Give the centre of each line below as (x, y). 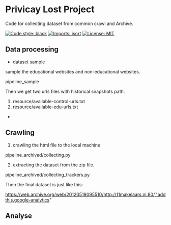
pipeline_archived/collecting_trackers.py (48, 174)
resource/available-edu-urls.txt (45, 107)
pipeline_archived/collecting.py (38, 155)
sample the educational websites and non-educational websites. (73, 71)
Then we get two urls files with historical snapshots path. (65, 91)
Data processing (32, 49)
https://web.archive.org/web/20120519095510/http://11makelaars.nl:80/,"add (85, 194)
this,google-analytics (27, 199)
